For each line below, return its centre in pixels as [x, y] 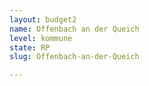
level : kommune [41, 38]
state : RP [30, 47]
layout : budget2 [43, 19]
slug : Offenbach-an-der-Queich [74, 57]
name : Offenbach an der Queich [74, 29]
